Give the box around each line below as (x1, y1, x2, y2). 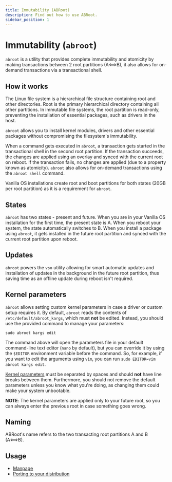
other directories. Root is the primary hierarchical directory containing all (5, 101, 159, 107)
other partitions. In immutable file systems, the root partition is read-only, (5, 106, 160, 113)
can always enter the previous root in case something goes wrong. (5, 403, 146, 409)
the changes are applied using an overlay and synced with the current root (5, 154, 163, 160)
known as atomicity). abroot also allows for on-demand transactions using (5, 165, 163, 171)
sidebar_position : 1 (5, 17, 50, 22)
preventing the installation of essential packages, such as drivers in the (5, 112, 156, 118)
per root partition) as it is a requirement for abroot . (5, 186, 112, 192)
